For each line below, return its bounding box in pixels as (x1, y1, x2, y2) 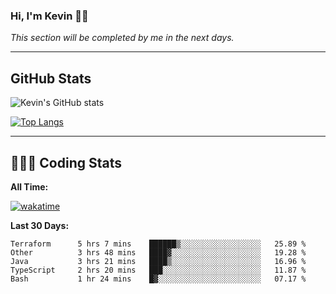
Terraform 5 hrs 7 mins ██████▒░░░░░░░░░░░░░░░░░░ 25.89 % (10, 239, 307, 249)
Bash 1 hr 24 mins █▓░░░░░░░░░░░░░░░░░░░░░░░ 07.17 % (10, 274, 307, 284)
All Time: (10, 180, 49, 193)
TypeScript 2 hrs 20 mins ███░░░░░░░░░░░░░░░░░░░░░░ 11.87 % (10, 265, 307, 275)
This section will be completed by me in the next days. (10, 32, 235, 44)
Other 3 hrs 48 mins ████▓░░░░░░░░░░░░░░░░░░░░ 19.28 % (10, 247, 307, 258)
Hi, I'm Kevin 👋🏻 (10, 9, 89, 23)
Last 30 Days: (10, 219, 70, 231)
